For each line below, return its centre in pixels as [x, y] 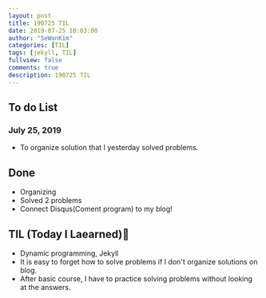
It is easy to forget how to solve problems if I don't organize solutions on [139, 261]
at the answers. [45, 287]
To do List [33, 107]
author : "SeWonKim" [41, 38]
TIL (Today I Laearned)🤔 [69, 234]
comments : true [34, 68]
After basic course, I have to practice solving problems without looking [136, 278]
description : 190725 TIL [50, 75]
